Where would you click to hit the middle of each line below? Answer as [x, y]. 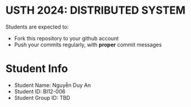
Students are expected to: [37, 27]
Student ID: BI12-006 [40, 91]
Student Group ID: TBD [42, 97]
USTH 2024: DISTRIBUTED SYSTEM [95, 10]
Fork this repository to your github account [66, 38]
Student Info [37, 69]
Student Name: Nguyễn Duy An [52, 85]
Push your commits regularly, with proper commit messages [88, 45]
